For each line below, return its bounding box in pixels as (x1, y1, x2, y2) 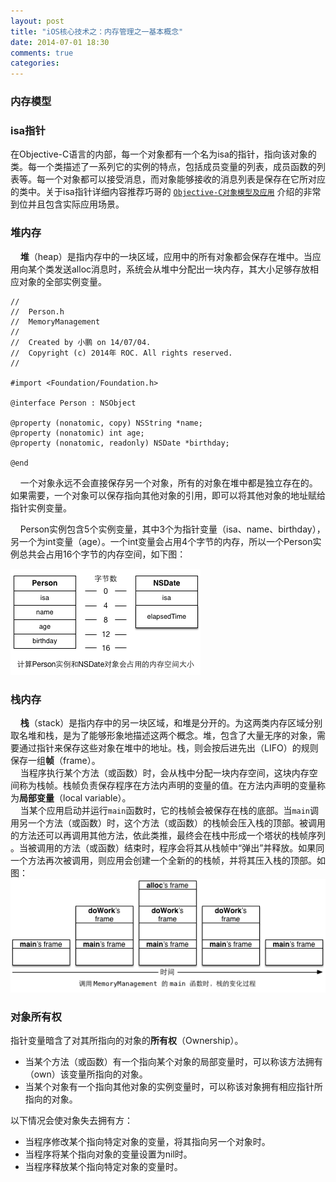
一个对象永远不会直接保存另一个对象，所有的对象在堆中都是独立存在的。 (19, 476, 318, 489)
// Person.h (10, 306, 65, 317)
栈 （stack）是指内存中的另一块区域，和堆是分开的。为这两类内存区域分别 (19, 716, 323, 729)
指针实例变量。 (10, 501, 72, 514)
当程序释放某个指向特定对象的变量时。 (24, 1161, 183, 1173)
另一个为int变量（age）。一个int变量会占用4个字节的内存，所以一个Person (10, 535, 313, 547)
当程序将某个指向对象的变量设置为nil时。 (24, 1148, 193, 1160)
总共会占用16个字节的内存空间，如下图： (18, 548, 187, 560)
